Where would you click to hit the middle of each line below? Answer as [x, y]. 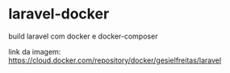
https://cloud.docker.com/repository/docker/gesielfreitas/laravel [115, 60]
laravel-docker [59, 14]
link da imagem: [35, 51]
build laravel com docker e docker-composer [83, 36]
